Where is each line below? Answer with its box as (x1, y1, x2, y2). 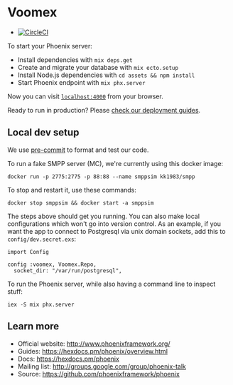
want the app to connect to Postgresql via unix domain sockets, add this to (7, 227, 226, 235)
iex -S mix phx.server (7, 301, 75, 308)
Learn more (7, 320, 60, 332)
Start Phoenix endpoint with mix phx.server (17, 78, 146, 86)
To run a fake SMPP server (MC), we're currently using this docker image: (7, 159, 224, 168)
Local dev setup (7, 126, 80, 139)
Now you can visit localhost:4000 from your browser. (7, 92, 163, 101)
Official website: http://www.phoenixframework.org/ (17, 339, 170, 348)
